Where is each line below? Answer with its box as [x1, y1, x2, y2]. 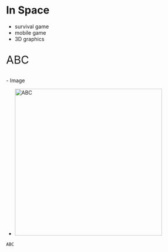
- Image [6, 77, 25, 84]
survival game [14, 23, 49, 30]
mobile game [14, 29, 46, 36]
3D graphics [14, 35, 45, 42]
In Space [6, 4, 50, 17]
